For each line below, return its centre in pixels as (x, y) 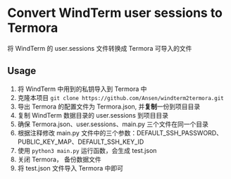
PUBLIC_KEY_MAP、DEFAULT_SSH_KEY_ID (81, 142)
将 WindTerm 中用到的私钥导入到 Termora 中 (82, 89)
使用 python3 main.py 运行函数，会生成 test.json (87, 150)
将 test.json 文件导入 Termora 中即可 (70, 168)
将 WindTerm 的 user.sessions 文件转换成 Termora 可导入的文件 (100, 48)
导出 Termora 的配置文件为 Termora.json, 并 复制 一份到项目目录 (109, 106)
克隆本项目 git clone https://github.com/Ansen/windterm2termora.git (120, 97)
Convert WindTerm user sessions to (115, 13)
